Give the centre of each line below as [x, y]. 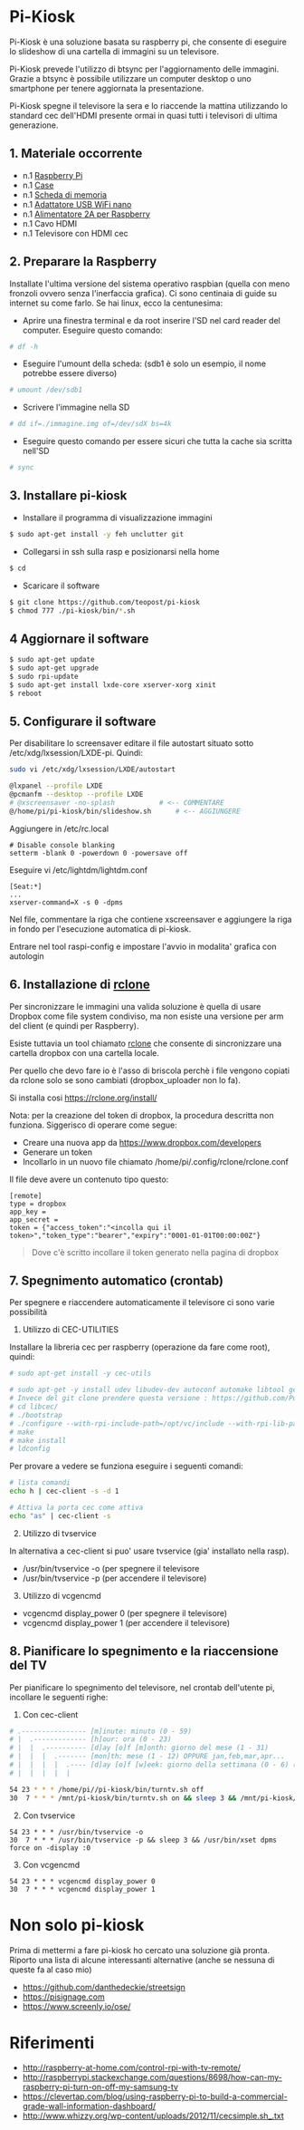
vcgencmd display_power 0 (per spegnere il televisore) [125, 1613]
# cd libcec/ [34, 1407]
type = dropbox [38, 1204]
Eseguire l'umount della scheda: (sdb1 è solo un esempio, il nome [144, 363]
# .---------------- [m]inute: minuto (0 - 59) [101, 1731]
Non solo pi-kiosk [77, 1925]
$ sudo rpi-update [44, 676]
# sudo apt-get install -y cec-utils [81, 1374]
